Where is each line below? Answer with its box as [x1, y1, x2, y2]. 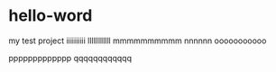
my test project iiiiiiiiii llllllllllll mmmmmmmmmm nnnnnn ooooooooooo [8, 35, 267, 46]
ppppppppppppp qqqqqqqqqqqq [8, 52, 133, 63]
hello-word [8, 5, 93, 26]
